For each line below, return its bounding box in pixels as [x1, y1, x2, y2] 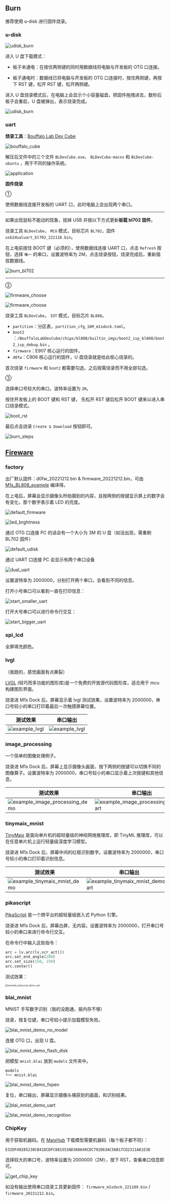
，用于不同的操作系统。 [20, 160, 69, 167]
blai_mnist [5, 994, 31, 1001]
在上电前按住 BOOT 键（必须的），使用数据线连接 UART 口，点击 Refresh [5, 245, 156, 251]
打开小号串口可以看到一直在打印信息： [5, 588, 85, 594]
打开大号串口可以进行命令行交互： [5, 609, 76, 615]
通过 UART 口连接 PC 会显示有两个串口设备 [5, 557, 95, 563]
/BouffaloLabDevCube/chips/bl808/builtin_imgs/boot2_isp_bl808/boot [17, 336, 165, 341]
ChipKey [5, 1125, 27, 1132]
